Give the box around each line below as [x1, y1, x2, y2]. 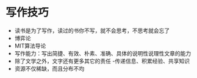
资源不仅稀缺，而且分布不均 [14, 65, 85, 72]
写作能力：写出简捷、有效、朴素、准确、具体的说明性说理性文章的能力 [14, 49, 192, 57]
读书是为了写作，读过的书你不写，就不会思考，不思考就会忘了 [14, 27, 170, 34]
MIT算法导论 [14, 42, 46, 49]
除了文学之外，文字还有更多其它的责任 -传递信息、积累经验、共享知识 [14, 57, 190, 65]
